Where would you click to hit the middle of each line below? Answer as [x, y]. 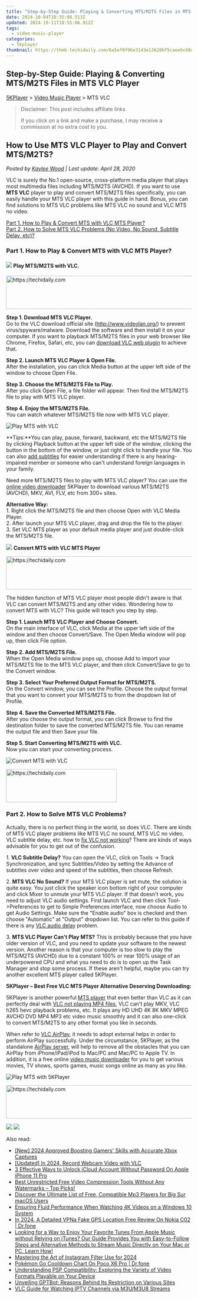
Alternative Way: [27, 504]
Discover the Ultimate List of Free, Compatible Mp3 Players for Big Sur [100, 1194]
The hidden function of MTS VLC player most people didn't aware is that [94, 598]
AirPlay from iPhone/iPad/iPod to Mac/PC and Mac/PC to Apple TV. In [90, 1053]
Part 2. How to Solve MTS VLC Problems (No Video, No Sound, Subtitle [93, 229]
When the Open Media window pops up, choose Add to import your [88, 658]
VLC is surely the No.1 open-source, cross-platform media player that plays [97, 180]
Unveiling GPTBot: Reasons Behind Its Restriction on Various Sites [95, 1282]
